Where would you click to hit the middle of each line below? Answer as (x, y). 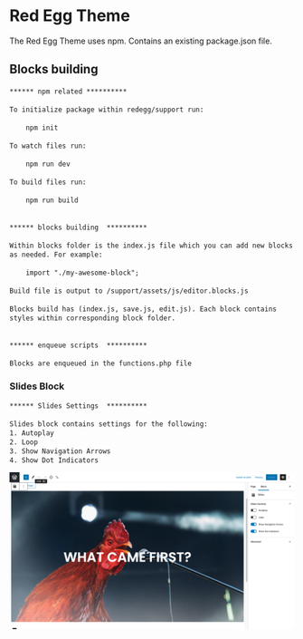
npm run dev (48, 164)
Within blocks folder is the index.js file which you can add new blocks (151, 246)
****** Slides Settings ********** (78, 406)
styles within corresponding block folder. (93, 318)
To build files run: (48, 182)
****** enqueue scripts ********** (78, 345)
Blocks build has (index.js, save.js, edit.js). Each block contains (143, 309)
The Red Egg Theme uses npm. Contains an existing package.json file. (141, 41)
